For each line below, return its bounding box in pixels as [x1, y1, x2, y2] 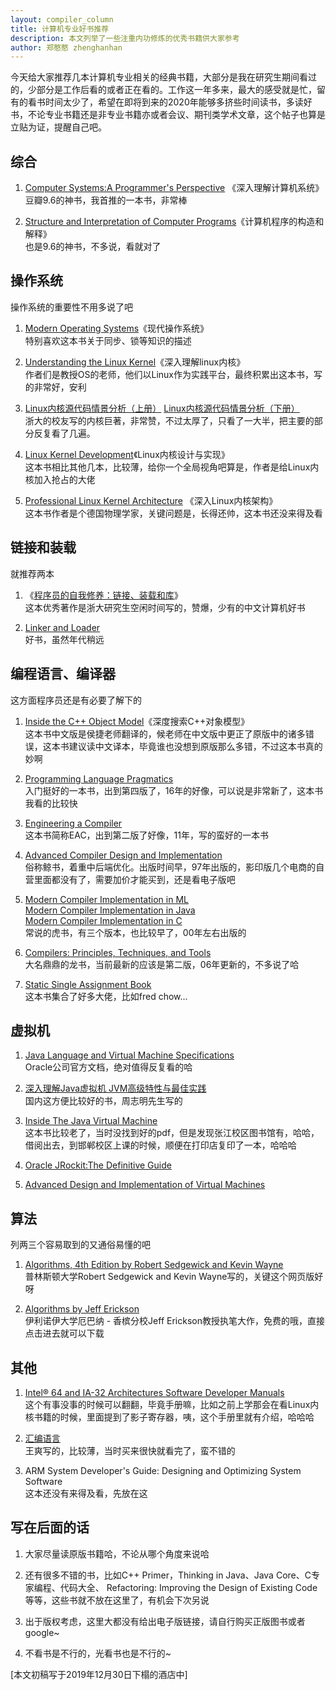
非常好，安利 [33, 381, 87, 393]
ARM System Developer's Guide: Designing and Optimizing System [24, 1464, 302, 1476]
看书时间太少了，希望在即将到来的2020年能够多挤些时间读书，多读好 [27, 96, 313, 108]
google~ [24, 1626, 60, 1638]
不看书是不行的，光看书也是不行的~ [24, 1647, 172, 1659]
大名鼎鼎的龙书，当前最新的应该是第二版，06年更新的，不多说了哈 [24, 958, 300, 970]
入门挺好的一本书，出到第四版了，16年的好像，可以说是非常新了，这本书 [24, 784, 324, 796]
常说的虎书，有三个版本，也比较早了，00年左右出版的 [24, 926, 247, 938]
